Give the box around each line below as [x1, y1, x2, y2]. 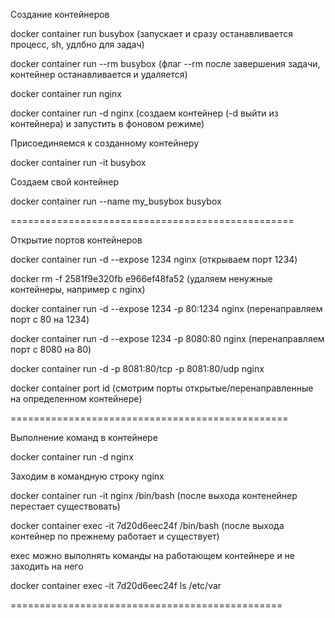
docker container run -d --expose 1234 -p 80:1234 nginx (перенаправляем [10, 303, 323, 314]
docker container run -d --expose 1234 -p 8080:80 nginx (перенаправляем [10, 333, 325, 344]
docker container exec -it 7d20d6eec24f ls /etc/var [10, 580, 222, 591]
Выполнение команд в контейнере [10, 432, 158, 443]
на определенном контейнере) [10, 393, 143, 404]
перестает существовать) [10, 500, 121, 512]
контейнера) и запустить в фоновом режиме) [10, 118, 205, 129]
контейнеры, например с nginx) [10, 284, 146, 295]
